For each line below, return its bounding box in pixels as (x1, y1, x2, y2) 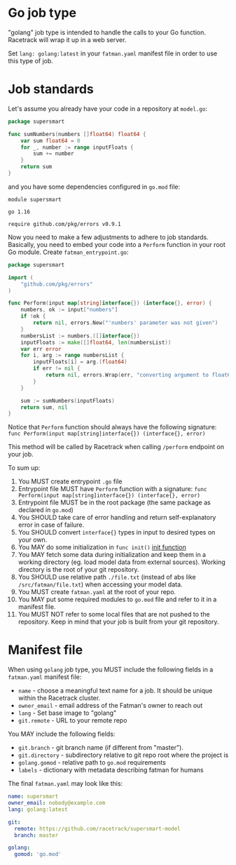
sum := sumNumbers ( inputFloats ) (20, 397, 115, 404)
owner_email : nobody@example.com (8, 800, 106, 807)
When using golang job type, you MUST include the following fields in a (8, 665, 214, 674)
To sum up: (8, 464, 41, 472)
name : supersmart (8, 793, 59, 800)
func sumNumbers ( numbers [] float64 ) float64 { (8, 130, 146, 138)
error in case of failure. (18, 521, 85, 529)
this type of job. (8, 56, 53, 65)
